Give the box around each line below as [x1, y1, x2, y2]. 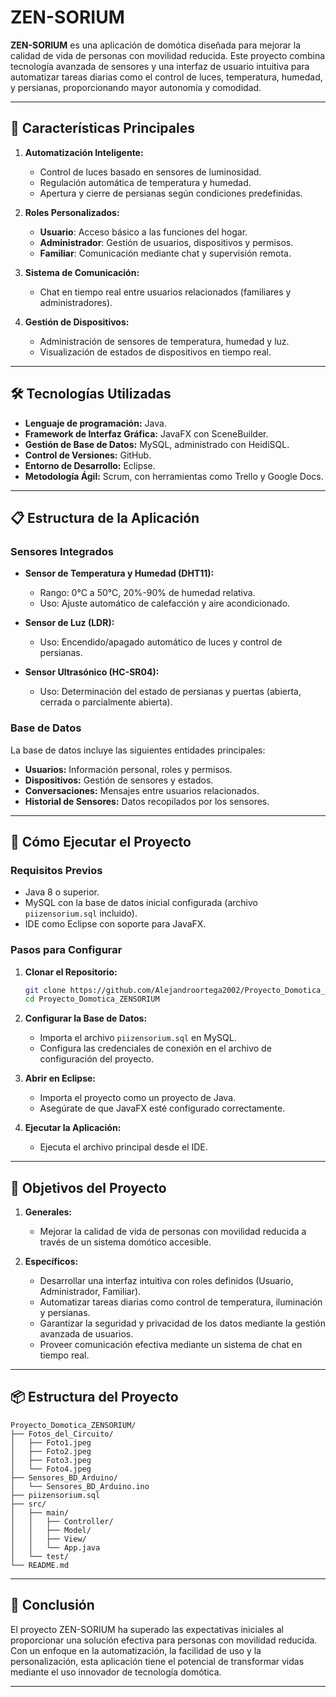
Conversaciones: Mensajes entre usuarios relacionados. [24, 784, 260, 796]
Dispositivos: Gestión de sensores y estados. [24, 774, 214, 786]
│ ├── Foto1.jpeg [10, 1437, 92, 1448]
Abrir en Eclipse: [24, 1072, 97, 1085]
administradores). [39, 296, 113, 308]
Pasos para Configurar [10, 943, 123, 957]
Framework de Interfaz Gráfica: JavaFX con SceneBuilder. [24, 427, 269, 440]
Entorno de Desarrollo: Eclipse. [24, 459, 156, 471]
